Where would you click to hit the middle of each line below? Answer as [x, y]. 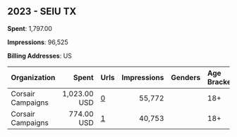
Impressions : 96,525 [38, 42]
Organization [33, 77]
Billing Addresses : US [40, 56]
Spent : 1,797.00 [30, 28]
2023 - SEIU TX [42, 12]
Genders [186, 77]
